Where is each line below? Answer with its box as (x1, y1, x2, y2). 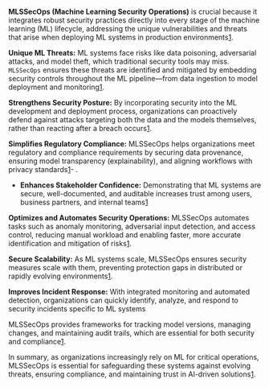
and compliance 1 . (8, 337, 67, 346)
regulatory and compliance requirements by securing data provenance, (8, 148, 243, 157)
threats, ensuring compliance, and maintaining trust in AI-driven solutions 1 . (8, 369, 256, 379)
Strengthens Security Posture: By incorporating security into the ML (8, 98, 238, 107)
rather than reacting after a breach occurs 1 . (8, 124, 153, 133)
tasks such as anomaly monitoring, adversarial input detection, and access (8, 221, 255, 231)
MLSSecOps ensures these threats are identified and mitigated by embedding (8, 65, 257, 75)
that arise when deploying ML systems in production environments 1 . (8, 32, 234, 42)
